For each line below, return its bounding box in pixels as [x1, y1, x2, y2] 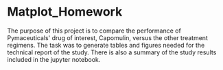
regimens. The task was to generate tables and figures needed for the [7, 41, 205, 49]
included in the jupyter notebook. [7, 55, 101, 63]
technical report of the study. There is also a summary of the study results [7, 48, 217, 56]
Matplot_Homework [7, 4, 123, 20]
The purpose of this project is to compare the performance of [7, 27, 182, 35]
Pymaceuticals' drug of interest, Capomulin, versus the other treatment [7, 33, 208, 41]
